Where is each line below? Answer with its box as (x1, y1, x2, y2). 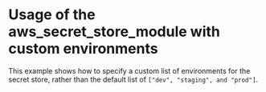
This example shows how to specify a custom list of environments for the (8, 66, 251, 75)
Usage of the (8, 6, 96, 24)
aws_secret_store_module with (8, 22, 221, 41)
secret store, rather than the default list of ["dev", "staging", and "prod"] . (8, 74, 259, 84)
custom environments (8, 40, 158, 58)
